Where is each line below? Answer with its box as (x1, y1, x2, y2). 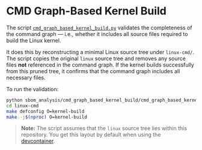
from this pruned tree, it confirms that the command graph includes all (6, 67, 180, 74)
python (6, 97, 23, 103)
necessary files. (6, 74, 46, 81)
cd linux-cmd (6, 103, 39, 109)
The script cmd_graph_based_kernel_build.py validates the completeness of (6, 24, 192, 31)
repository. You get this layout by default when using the (20, 131, 161, 139)
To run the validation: (6, 85, 59, 92)
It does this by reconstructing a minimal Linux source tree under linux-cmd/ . (6, 48, 194, 55)
